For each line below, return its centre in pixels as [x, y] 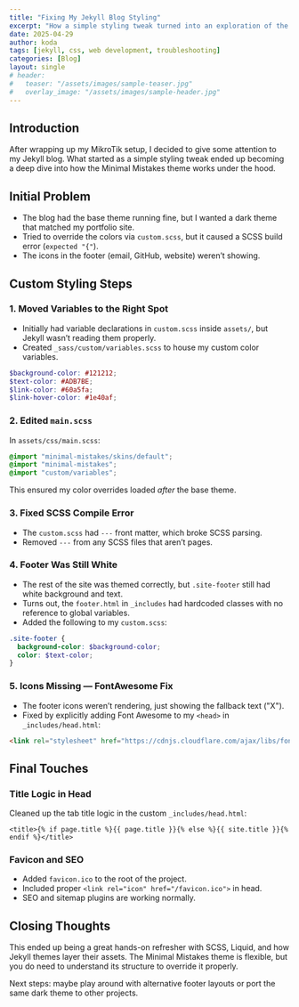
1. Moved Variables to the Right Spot [89, 309]
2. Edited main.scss [51, 421]
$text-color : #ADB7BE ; [51, 381]
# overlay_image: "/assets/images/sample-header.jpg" [115, 92]
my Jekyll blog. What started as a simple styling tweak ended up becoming [147, 159]
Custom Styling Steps [71, 284]
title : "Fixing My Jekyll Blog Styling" [85, 17]
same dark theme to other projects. [74, 993]
